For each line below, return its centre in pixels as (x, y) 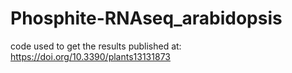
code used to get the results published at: (96, 46)
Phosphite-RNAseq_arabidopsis (146, 18)
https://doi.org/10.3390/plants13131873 (90, 56)
